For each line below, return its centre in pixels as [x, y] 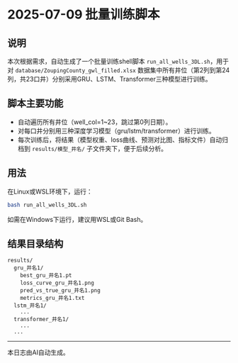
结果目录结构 [35, 244]
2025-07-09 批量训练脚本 [84, 15]
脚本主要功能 [35, 104]
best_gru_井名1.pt [46, 276]
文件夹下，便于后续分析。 [130, 148]
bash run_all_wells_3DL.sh [47, 205]
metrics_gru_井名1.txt [52, 298]
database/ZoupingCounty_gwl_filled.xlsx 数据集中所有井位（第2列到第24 [123, 70]
